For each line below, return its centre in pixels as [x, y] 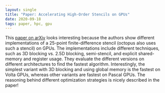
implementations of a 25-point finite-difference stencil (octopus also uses [81, 43]
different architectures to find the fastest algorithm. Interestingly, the [75, 64]
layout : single [21, 10]
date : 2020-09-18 [23, 19]
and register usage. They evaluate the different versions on [84, 59]
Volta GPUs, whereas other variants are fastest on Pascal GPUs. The [75, 75]
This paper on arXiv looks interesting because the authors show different [80, 38]
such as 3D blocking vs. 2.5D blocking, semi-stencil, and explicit [71, 54]
